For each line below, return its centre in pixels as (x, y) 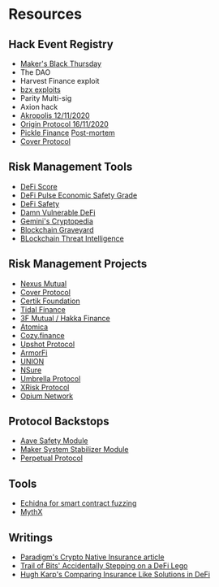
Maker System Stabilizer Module (74, 450)
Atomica (34, 327)
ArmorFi (34, 352)
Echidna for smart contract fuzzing (78, 503)
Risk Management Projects (78, 264)
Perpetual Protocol (52, 458)
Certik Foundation (50, 301)
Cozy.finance (42, 335)
